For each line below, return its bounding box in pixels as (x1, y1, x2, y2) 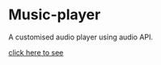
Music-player (8, 6, 101, 24)
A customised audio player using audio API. (8, 32, 154, 42)
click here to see (8, 47, 64, 57)
